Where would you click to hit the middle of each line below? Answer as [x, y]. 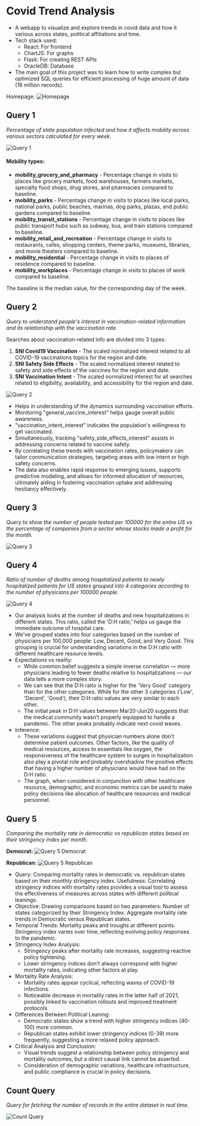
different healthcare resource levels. [59, 653]
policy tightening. [45, 957]
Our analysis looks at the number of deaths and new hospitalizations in [102, 616]
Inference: [27, 730]
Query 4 [22, 565]
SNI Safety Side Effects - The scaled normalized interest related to [97, 364]
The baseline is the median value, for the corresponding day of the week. [96, 288]
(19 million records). [39, 84]
